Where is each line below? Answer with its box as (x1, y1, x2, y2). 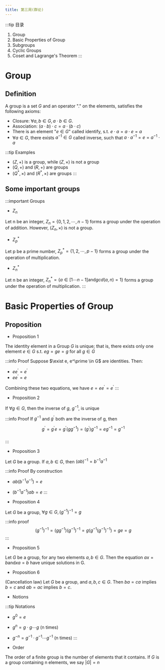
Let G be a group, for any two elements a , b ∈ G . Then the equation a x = (5, 555, 154, 561)
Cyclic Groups (12, 47, 42, 53)
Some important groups (5, 185, 80, 193)
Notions (12, 594, 29, 600)
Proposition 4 (12, 499, 40, 504)
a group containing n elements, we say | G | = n (5, 660, 100, 666)
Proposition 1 (12, 334, 39, 339)
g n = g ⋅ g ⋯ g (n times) (12, 623, 58, 630)
